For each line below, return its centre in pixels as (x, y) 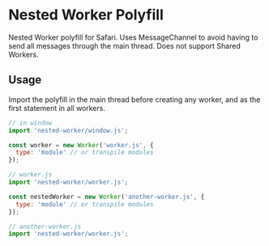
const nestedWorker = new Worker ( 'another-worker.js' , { (107, 197)
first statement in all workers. (57, 108)
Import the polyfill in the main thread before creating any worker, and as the (134, 100)
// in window (30, 123)
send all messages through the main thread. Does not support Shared (124, 45)
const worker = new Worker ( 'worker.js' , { (81, 145)
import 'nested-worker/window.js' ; (68, 130)
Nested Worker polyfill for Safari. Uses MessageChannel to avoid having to (133, 37)
